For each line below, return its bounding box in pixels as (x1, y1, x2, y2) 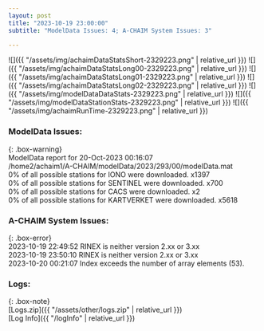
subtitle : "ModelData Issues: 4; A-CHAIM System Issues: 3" (8, 26, 213, 34)
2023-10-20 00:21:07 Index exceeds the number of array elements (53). (8, 258, 245, 268)
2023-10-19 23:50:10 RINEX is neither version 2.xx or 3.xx (8, 250, 199, 259)
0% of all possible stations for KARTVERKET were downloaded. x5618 (8, 195, 238, 204)
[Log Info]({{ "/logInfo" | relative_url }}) (8, 313, 136, 323)
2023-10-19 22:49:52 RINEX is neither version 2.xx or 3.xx (8, 241, 200, 251)
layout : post (8, 11, 52, 20)
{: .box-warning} (8, 144, 62, 154)
